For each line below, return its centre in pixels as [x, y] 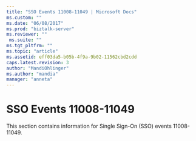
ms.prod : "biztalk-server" [40, 29]
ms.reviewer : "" [27, 34]
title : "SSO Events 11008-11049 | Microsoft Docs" [72, 12]
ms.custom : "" [24, 18]
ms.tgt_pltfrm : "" [29, 46]
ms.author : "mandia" [32, 74]
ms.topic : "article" [32, 51]
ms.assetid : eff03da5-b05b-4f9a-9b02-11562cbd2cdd [72, 57]
